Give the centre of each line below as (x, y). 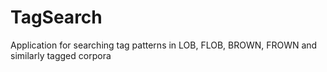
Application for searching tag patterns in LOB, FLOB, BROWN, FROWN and (164, 45)
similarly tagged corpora (61, 55)
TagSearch (56, 17)
